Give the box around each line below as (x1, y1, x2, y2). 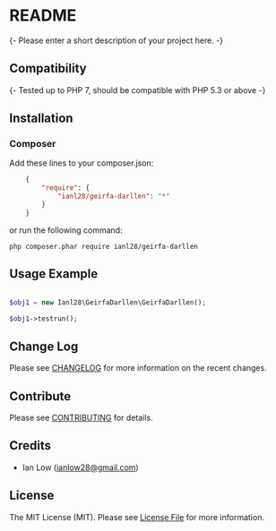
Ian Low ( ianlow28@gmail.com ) (22, 462, 139, 473)
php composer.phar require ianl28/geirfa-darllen (9, 242, 199, 251)
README (9, 5, 77, 26)
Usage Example (9, 266, 99, 282)
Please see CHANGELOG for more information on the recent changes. (9, 363, 267, 373)
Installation (9, 111, 73, 126)
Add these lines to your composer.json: (9, 158, 154, 168)
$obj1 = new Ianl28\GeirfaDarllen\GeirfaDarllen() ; (9, 297, 206, 307)
